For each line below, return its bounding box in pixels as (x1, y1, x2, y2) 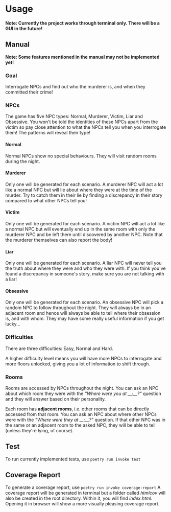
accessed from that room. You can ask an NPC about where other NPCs (5, 411, 157, 417)
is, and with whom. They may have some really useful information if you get (5, 315, 164, 322)
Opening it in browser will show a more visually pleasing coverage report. (5, 500, 160, 506)
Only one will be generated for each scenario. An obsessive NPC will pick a (5, 299, 164, 306)
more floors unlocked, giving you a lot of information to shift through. (5, 361, 151, 367)
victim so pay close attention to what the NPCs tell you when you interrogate (5, 124, 166, 130)
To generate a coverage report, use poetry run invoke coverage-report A (5, 484, 161, 491)
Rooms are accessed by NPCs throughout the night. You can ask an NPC (5, 385, 159, 391)
